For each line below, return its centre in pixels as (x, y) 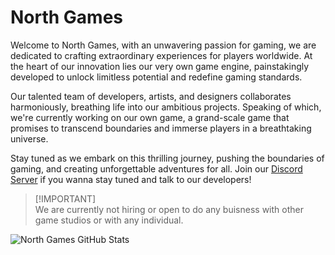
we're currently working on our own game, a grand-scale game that (150, 117)
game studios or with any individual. (109, 220)
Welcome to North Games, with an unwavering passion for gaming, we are (163, 45)
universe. (29, 138)
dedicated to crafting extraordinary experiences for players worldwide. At (161, 55)
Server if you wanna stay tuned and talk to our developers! (131, 179)
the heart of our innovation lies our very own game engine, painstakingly (160, 66)
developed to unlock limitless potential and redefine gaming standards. (156, 77)
